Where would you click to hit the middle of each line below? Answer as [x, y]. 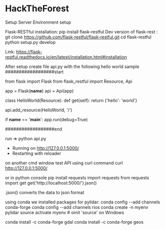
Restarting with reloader [37, 153]
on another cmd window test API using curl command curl [64, 163]
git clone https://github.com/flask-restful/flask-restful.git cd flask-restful [78, 37]
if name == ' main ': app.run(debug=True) [47, 119]
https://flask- [29, 52]
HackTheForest [37, 9]
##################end [34, 129]
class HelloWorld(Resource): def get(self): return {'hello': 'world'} [71, 100]
